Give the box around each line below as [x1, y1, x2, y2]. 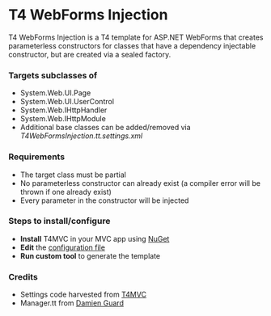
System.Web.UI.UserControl [19, 97, 115, 107]
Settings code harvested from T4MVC [19, 289, 147, 300]
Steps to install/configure [8, 216, 111, 227]
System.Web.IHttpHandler [19, 105, 108, 115]
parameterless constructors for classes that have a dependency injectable [8, 40, 256, 50]
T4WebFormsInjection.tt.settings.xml [19, 131, 143, 141]
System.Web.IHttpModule [19, 114, 107, 124]
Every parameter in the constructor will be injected [19, 196, 189, 205]
